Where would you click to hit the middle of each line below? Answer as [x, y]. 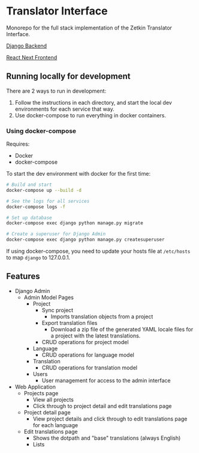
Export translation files [70, 322]
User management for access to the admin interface [106, 380]
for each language [55, 425]
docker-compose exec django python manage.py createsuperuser [85, 240]
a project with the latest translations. [96, 336]
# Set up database [29, 218]
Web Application [35, 387]
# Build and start [29, 185]
